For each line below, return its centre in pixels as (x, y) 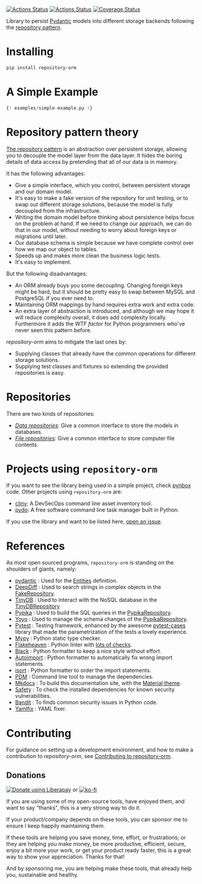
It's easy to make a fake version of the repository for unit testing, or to (101, 198)
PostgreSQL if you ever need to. (54, 298)
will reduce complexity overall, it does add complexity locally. (91, 317)
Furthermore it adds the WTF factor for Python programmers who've (100, 324)
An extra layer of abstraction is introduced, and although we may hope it (104, 311)
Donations (26, 775)
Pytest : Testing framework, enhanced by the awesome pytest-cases (100, 625)
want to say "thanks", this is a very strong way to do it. (74, 808)
